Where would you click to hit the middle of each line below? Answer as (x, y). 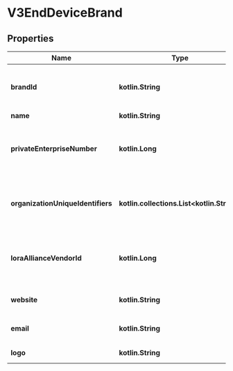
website (24, 300)
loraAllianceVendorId (46, 258)
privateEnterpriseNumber (54, 149)
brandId (24, 87)
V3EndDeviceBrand (65, 13)
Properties (31, 39)
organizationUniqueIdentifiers (61, 203)
